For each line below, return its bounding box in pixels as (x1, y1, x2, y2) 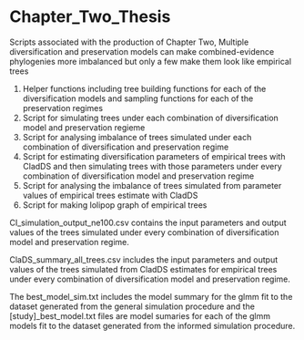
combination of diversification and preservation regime (22, 141, 229, 152)
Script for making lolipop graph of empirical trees (22, 199, 208, 211)
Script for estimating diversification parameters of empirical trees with (22, 150, 286, 161)
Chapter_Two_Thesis (9, 6, 171, 27)
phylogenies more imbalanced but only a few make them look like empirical (9, 56, 292, 67)
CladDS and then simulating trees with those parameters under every (22, 160, 282, 171)
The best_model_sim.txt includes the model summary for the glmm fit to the (9, 291, 293, 302)
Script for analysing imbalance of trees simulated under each (22, 131, 252, 142)
